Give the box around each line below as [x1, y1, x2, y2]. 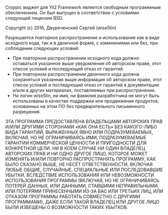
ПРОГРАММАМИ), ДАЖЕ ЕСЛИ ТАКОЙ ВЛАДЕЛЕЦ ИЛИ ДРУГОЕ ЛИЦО [5, 199, 160, 205]
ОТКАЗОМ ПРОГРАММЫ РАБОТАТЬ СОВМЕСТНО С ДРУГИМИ [5, 194, 140, 199]
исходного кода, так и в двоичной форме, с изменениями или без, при [5, 40, 158, 46]
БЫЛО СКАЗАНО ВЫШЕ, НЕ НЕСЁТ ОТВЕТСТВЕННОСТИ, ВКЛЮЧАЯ [5, 162, 153, 167]
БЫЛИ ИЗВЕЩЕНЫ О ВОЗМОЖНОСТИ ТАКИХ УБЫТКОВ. [5, 204, 128, 210]
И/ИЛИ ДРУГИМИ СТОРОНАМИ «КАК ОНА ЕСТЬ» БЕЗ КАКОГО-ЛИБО [5, 124, 157, 130]
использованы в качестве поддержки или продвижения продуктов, [12, 98, 159, 104]
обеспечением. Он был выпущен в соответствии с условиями [5, 10, 140, 16]
